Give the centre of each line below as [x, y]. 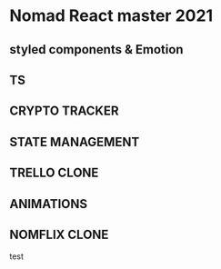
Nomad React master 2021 [111, 16]
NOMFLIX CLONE [59, 234]
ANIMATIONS [49, 204]
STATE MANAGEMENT [75, 142]
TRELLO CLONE [54, 173]
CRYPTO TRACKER [64, 111]
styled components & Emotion [96, 50]
